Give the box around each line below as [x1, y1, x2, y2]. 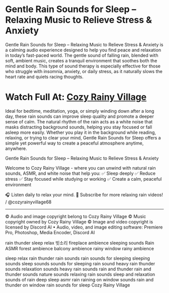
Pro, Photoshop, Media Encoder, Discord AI [5, 229, 95, 235]
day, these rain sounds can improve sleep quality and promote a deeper [5, 113, 154, 119]
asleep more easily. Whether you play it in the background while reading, [5, 129, 156, 135]
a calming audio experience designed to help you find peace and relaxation [5, 47, 161, 53]
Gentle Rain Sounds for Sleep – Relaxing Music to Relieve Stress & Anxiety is [5, 41, 163, 47]
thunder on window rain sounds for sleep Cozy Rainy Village [5, 282, 130, 288]
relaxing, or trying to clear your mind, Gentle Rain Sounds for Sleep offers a [5, 134, 161, 140]
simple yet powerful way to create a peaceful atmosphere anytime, [5, 140, 144, 146]
